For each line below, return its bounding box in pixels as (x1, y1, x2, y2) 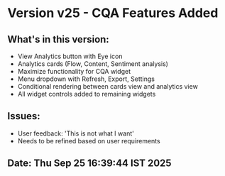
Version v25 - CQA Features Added (7, 5, 219, 21)
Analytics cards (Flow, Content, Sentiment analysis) (17, 60, 169, 68)
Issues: (7, 110, 40, 122)
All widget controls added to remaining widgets (17, 90, 156, 98)
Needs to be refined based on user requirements (17, 136, 161, 145)
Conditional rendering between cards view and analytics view (17, 82, 199, 90)
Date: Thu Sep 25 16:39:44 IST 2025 (7, 158, 172, 170)
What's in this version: (7, 33, 110, 45)
